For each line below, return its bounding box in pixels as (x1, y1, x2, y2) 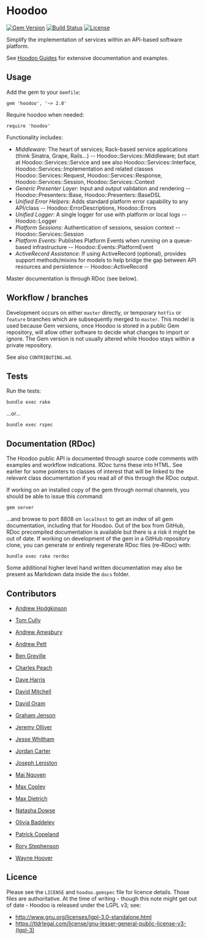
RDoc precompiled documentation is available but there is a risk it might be (6, 528, 196, 536)
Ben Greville (15, 652, 46, 660)
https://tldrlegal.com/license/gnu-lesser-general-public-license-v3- (15, 920, 187, 927)
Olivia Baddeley (15, 819, 55, 826)
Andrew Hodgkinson (15, 605, 67, 612)
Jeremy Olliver (15, 723, 52, 731)
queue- (174, 237, 193, 244)
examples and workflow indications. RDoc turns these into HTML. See (6, 461, 182, 469)
